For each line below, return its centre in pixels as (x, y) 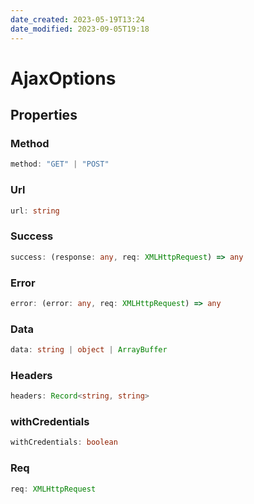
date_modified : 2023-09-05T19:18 (80, 29)
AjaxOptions (63, 78)
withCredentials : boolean (64, 442)
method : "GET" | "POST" (60, 164)
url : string (35, 211)
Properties (44, 115)
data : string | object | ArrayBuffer (89, 350)
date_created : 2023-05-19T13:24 (77, 19)
